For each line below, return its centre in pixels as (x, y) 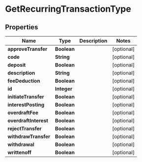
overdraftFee (23, 113)
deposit (17, 65)
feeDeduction (24, 81)
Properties (22, 27)
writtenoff (20, 152)
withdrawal (21, 144)
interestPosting (26, 105)
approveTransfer (28, 49)
